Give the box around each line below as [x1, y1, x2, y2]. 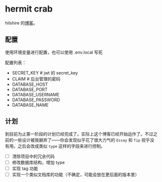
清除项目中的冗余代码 [12, 153, 55, 159]
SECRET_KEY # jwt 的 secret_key [12, 70, 78, 76]
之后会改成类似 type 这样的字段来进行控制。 [17, 143, 105, 149]
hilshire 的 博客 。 [5, 20, 38, 26]
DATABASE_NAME [12, 102, 49, 107]
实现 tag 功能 [12, 166, 38, 171]
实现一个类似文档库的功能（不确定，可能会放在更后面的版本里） [12, 171, 139, 177]
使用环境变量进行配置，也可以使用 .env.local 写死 [5, 49, 103, 55]
